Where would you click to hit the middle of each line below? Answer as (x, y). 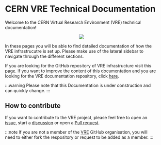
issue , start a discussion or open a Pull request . (52, 123)
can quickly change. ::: (28, 90)
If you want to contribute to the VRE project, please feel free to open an (76, 117)
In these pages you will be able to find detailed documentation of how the (78, 46)
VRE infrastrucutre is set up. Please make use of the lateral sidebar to (74, 51)
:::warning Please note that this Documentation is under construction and (78, 85)
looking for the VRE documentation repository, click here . (62, 76)
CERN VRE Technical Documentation (80, 9)
